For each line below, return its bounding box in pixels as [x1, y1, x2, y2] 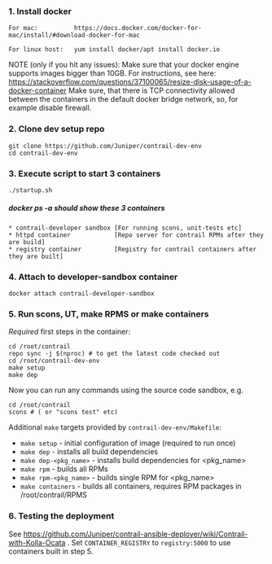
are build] [8, 238, 46, 246]
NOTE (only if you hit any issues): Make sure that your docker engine [8, 59, 239, 70]
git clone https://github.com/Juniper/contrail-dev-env [8, 142, 202, 150]
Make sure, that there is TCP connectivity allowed [68, 85, 235, 95]
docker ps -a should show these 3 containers [8, 203, 165, 213]
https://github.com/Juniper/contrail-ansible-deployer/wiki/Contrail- [23, 529, 248, 539]
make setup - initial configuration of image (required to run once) [20, 438, 236, 448]
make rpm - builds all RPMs [20, 464, 108, 474]
